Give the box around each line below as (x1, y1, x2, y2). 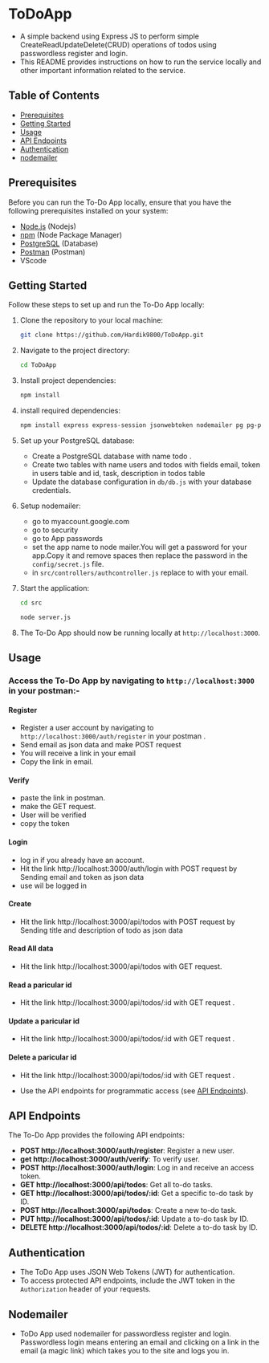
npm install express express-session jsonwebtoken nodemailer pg (19, 421, 243, 429)
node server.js (19, 613, 71, 621)
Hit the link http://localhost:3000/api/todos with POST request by (19, 917, 235, 926)
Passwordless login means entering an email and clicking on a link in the (19, 1337, 259, 1347)
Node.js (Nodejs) (19, 222, 76, 231)
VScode (19, 255, 47, 265)
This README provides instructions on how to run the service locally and (19, 57, 262, 67)
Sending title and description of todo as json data (19, 925, 183, 935)
